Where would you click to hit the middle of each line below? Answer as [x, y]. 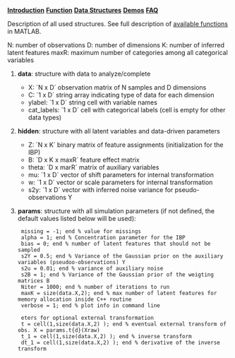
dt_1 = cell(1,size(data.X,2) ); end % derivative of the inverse [120, 342]
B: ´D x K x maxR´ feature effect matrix [84, 160]
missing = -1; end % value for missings [81, 232]
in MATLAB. [24, 31]
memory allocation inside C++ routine [74, 299]
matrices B [34, 281]
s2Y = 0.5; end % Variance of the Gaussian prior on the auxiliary [122, 256]
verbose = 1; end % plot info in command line [90, 306]
